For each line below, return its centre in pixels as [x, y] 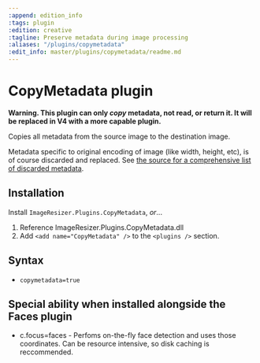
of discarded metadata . [46, 168]
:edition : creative [40, 30]
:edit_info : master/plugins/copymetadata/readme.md [95, 52]
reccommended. [46, 352]
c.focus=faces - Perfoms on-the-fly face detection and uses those [128, 335]
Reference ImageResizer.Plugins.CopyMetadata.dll [101, 227]
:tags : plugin [32, 23]
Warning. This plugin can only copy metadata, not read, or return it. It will [130, 113]
